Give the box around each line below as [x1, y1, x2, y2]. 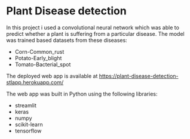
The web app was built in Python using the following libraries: [6, 90, 158, 97]
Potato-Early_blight [14, 54, 62, 61]
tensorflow [14, 127, 42, 134]
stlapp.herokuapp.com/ [6, 79, 64, 86]
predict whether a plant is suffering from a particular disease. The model [6, 30, 185, 37]
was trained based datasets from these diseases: [6, 36, 127, 44]
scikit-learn [14, 121, 43, 128]
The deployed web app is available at [6, 72, 98, 79]
